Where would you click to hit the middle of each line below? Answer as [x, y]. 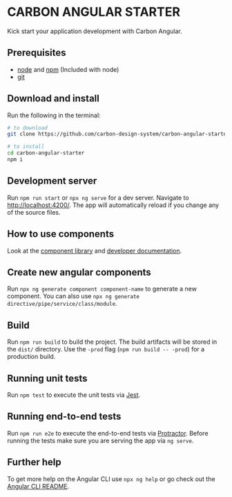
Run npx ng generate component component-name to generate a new [102, 289]
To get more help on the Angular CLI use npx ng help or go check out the [111, 479]
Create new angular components [79, 272]
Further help [35, 462]
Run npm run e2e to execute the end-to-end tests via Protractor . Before [108, 433]
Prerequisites [37, 53]
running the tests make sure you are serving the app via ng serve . [100, 440]
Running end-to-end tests [64, 417]
